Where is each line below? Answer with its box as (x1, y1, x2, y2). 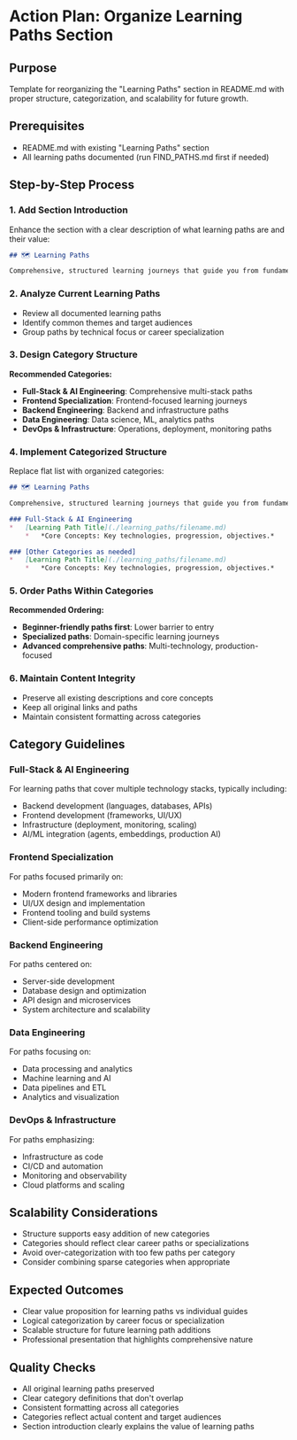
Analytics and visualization (21, 1092, 119, 1103)
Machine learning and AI (21, 1073, 111, 1084)
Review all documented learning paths (21, 307, 162, 318)
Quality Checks (9, 1359, 96, 1374)
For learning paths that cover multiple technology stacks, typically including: (9, 784, 287, 794)
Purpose (9, 60, 57, 75)
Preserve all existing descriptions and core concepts (21, 693, 214, 703)
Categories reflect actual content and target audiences (21, 1412, 222, 1422)
